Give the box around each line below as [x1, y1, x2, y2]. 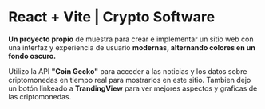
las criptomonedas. [8, 91, 72, 101]
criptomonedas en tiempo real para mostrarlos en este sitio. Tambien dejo [8, 75, 251, 84]
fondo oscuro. [8, 51, 57, 60]
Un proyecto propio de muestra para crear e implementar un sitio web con [8, 34, 254, 44]
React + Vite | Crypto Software [8, 8, 216, 26]
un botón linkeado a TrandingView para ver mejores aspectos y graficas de [8, 84, 258, 93]
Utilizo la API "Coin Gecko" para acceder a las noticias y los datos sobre [8, 66, 247, 76]
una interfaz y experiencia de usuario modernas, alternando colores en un [8, 42, 255, 52]
